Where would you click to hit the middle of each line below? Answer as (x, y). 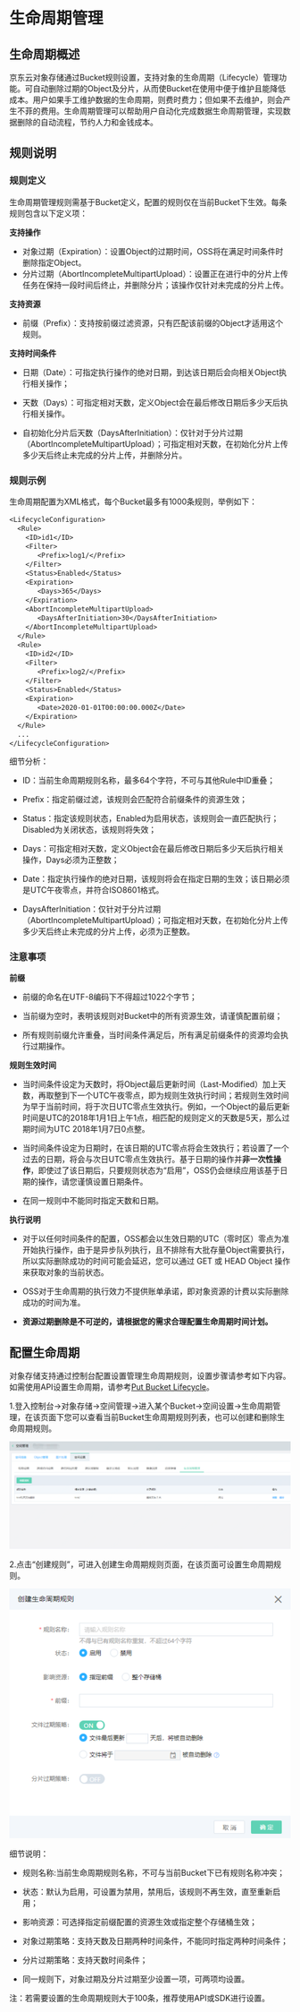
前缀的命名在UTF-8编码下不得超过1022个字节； (110, 997)
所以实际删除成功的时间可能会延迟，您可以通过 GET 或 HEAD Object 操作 (156, 1261)
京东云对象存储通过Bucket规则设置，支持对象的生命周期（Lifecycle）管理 (144, 77)
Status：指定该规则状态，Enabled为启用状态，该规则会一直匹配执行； (150, 818)
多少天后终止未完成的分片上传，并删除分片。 (104, 455)
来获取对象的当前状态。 (65, 1272)
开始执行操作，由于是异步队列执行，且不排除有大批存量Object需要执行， (156, 1250)
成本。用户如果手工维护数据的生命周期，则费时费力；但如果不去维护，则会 (146, 100)
